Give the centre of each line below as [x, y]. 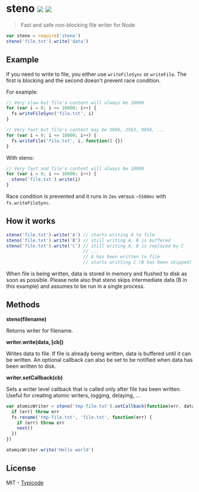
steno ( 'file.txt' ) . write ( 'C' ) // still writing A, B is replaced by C [95, 246]
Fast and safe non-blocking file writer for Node [78, 25]
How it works [31, 221]
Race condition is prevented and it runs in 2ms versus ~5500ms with [86, 196]
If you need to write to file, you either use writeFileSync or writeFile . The [96, 74]
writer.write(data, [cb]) [35, 342]
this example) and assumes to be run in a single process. [76, 287]
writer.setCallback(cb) [35, 377]
